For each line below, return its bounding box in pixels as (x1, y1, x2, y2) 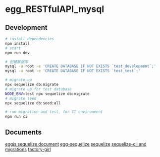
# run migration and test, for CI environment (5, 109, 103, 115)
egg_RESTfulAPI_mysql (5, 3, 105, 15)
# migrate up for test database (5, 86, 72, 91)
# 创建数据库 (5, 59, 28, 64)
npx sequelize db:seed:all (5, 100, 61, 105)
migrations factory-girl (5, 146, 51, 152)
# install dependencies (5, 36, 54, 41)
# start (5, 46, 21, 51)
